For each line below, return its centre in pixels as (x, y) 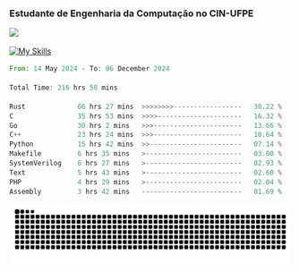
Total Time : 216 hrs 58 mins (64, 88)
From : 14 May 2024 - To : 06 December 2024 (90, 69)
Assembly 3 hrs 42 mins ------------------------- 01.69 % (145, 191)
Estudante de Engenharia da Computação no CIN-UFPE (132, 13)
